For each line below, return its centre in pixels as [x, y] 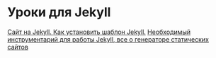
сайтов [18, 47]
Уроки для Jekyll [59, 12]
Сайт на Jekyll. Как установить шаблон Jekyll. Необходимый [99, 32]
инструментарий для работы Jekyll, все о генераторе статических [108, 39]
